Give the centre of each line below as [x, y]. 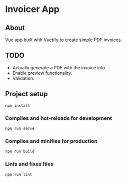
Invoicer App [32, 9]
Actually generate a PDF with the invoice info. [59, 67]
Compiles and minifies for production [51, 141]
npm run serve [20, 128]
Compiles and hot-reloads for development [59, 118]
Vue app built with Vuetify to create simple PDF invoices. [64, 40]
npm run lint [19, 174]
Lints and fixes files [29, 164]
